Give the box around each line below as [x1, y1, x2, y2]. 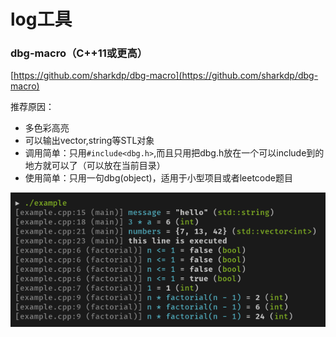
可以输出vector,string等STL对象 [24, 135, 155, 147]
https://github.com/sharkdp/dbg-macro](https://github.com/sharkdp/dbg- [13, 70, 319, 82]
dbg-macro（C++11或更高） [10, 46, 148, 60]
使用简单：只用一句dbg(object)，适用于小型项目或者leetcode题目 [24, 172, 293, 184]
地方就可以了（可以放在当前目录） [24, 160, 166, 172]
